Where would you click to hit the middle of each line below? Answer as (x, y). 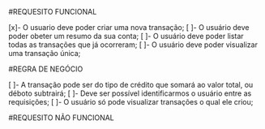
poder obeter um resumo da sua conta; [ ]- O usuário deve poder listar (126, 36)
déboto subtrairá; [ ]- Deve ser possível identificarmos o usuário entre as (130, 93)
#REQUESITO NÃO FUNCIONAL (62, 118)
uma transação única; (45, 53)
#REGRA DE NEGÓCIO (46, 69)
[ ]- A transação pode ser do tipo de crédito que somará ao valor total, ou (131, 85)
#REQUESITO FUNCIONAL (53, 12)
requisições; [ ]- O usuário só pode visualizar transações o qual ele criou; (131, 102)
